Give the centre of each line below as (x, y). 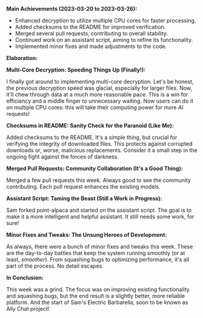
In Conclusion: (25, 278)
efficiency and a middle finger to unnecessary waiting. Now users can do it (100, 101)
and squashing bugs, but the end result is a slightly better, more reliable (96, 296)
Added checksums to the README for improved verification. (90, 27)
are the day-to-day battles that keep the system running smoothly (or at (96, 253)
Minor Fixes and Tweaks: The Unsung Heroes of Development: (87, 235)
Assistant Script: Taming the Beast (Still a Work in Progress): (84, 198)
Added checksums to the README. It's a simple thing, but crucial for (92, 137)
